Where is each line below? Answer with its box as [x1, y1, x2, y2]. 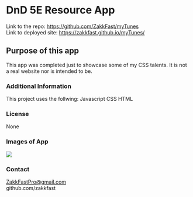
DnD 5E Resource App [6, 3, 115, 17]
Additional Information [6, 82, 72, 90]
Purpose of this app [6, 46, 79, 56]
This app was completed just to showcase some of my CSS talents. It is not [6, 61, 187, 68]
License [6, 110, 29, 118]
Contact [6, 165, 30, 173]
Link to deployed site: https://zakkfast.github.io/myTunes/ [6, 29, 145, 36]
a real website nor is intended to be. [6, 68, 92, 75]
